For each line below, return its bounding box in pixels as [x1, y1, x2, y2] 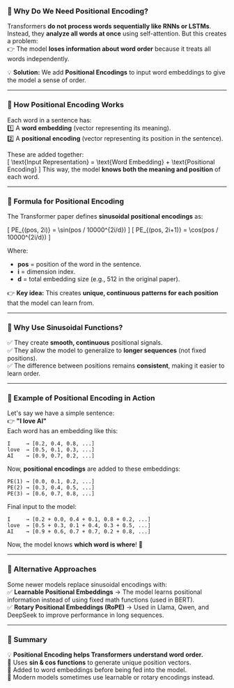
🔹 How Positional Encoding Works [7, 100, 124, 110]
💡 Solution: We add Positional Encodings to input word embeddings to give [7, 68, 226, 77]
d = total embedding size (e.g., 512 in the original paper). [17, 274, 180, 283]
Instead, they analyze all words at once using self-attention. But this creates [7, 29, 227, 38]
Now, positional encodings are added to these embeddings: [7, 464, 181, 473]
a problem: [7, 37, 38, 45]
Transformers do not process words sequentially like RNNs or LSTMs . [7, 22, 212, 31]
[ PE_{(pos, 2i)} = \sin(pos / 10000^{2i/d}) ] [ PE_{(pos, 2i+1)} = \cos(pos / [7, 226, 219, 234]
